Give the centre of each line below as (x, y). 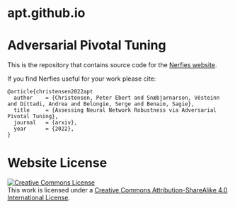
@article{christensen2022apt (50, 92)
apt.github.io (46, 13)
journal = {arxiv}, (46, 123)
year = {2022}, (44, 129)
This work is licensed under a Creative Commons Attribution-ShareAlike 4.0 (117, 190)
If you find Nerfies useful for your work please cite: (82, 79)
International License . (39, 198)
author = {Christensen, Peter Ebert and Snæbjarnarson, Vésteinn (117, 98)
